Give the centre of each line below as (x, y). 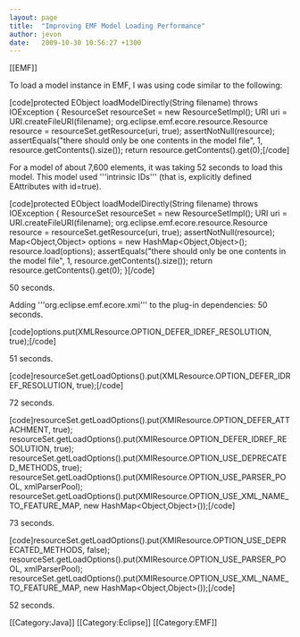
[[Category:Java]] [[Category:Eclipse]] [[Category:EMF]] (113, 623)
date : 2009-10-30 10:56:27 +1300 (75, 42)
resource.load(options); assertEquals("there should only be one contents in (148, 251)
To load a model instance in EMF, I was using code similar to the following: (146, 85)
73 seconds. (32, 523)
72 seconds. (32, 403)
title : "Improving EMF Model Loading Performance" (107, 26)
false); (98, 550)
